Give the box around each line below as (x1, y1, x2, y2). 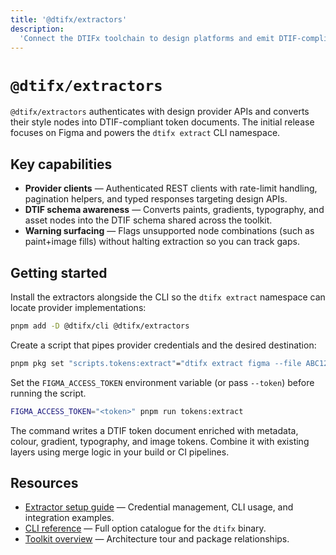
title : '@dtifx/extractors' (10, 14, 128, 25)
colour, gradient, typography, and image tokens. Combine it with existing (10, 435, 310, 447)
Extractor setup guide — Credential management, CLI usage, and (24, 501, 294, 513)
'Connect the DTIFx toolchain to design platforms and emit (19, 33, 275, 43)
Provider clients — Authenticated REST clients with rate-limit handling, (24, 182, 318, 195)
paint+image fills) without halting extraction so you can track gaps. (24, 236, 300, 248)
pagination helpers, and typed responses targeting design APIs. (24, 193, 288, 205)
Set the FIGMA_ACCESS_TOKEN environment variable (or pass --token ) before (10, 376, 315, 388)
